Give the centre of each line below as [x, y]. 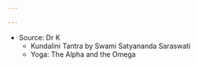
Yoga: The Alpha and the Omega [83, 54]
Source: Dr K [39, 37]
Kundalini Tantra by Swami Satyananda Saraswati [110, 46]
